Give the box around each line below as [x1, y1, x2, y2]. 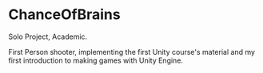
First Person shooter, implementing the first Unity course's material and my [8, 47, 256, 56]
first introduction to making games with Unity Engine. [8, 56, 184, 65]
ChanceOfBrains [8, 6, 122, 24]
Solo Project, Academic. [8, 32, 88, 41]
